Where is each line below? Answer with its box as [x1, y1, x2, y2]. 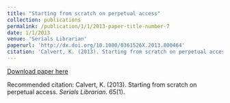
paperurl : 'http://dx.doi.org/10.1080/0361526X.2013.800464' [7, 42, 186, 49]
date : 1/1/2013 [7, 29, 51, 36]
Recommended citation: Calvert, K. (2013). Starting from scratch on [7, 80, 197, 89]
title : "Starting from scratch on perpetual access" [7, 10, 161, 17]
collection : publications [7, 16, 81, 23]
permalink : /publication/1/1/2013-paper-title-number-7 [7, 23, 170, 30]
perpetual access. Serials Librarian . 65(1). [7, 87, 125, 96]
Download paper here [7, 67, 68, 76]
